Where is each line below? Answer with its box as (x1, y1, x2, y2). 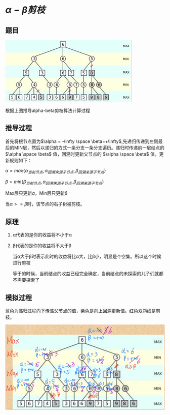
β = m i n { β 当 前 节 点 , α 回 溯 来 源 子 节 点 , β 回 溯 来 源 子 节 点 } (5, 179, 104, 186)
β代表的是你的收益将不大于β (12, 243, 72, 249)
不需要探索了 (12, 277, 39, 283)
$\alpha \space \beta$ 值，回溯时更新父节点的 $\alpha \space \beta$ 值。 (5, 151, 159, 157)
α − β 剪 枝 (5, 4, 46, 16)
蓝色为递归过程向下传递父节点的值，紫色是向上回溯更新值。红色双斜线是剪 (5, 308, 160, 314)
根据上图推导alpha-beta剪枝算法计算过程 (5, 107, 90, 113)
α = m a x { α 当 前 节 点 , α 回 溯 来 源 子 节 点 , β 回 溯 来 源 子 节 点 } (5, 167, 106, 175)
